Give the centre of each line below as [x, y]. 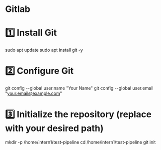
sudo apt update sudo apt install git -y [44, 50]
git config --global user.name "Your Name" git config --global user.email [79, 88]
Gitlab [18, 9]
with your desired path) [54, 128]
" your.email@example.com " [34, 93]
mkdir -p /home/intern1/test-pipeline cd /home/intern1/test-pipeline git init [80, 142]
